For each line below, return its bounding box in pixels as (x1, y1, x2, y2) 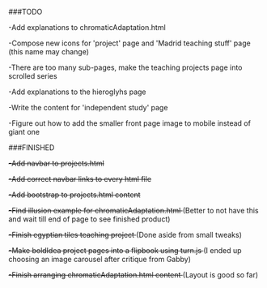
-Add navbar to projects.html (8, 158, 105, 168)
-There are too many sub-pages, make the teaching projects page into (8, 62, 243, 72)
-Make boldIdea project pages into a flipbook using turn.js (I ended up (8, 246, 242, 255)
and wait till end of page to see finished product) (8, 214, 171, 224)
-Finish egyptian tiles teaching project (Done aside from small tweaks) (8, 230, 243, 239)
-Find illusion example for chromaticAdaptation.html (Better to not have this (8, 206, 259, 215)
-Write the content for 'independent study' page (8, 103, 168, 112)
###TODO (8, 7, 43, 16)
